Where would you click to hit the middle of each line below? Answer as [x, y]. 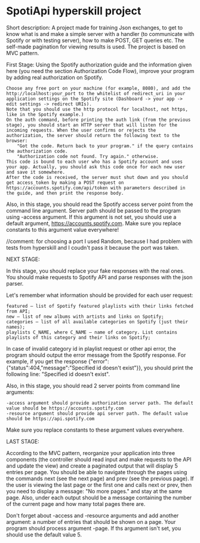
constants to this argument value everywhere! [63, 229]
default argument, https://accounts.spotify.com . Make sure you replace [94, 223]
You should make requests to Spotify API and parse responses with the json [99, 277]
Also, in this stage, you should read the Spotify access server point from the [100, 204]
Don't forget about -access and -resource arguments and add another [93, 515]
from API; [19, 311]
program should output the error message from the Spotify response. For [96, 355]
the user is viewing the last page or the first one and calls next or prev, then [99, 485]
